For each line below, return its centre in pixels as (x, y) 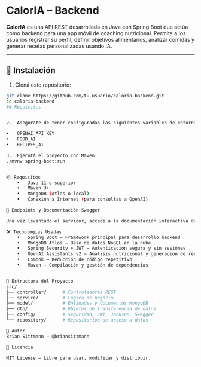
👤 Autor (16, 331)
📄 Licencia (20, 347)
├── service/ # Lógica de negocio (60, 298)
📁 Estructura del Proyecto (40, 281)
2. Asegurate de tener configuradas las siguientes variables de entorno (101, 123)
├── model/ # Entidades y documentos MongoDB (77, 303)
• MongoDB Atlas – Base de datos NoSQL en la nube (84, 243)
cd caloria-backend (31, 101)
